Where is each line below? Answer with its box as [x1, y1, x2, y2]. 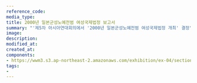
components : [6, 52, 35, 58]
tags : [6, 63, 19, 69]
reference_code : [6, 8, 46, 15]
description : [6, 36, 38, 41]
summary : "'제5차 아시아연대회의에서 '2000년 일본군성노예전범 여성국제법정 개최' [6, 25, 179, 31]
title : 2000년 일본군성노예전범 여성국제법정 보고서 [6, 19, 116, 25]
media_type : [6, 14, 35, 20]
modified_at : [6, 41, 38, 47]
